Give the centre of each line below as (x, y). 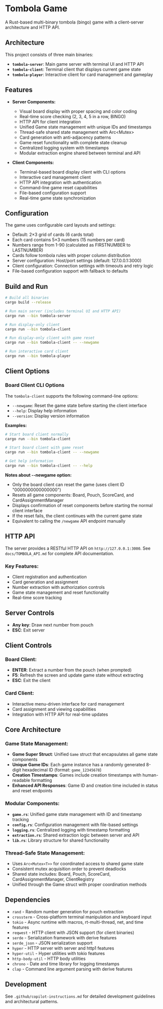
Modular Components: (32, 804)
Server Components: (34, 101)
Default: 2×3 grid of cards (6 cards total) (53, 235)
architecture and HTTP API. (32, 27)
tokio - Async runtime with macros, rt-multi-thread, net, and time (78, 922)
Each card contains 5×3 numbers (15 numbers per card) (69, 240)
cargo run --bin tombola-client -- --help (49, 466)
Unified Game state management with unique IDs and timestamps (85, 127)
